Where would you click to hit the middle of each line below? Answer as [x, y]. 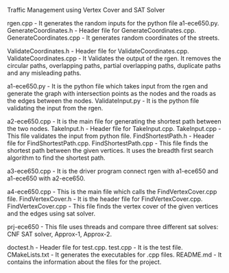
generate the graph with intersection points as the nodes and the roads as [112, 93]
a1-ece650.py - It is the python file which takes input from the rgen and [108, 86]
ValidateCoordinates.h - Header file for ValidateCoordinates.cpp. [98, 51]
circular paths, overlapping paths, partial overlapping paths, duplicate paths [114, 66]
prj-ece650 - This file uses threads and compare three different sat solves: [113, 227]
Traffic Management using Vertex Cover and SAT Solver [86, 10]
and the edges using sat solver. [51, 213]
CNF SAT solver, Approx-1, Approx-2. [59, 234]
